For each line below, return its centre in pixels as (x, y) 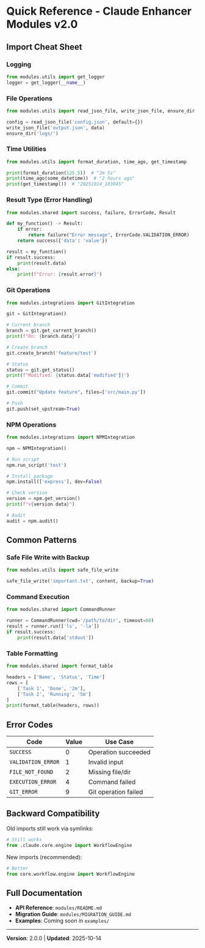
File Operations (30, 98)
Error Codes (30, 724)
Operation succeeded (119, 752)
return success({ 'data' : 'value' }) (63, 241)
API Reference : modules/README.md (59, 908)
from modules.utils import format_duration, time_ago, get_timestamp (97, 162)
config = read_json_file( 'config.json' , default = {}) (75, 122)
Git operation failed (116, 792)
